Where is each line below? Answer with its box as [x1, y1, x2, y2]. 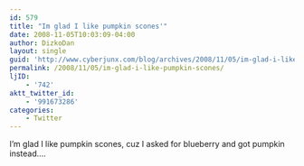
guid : [9, 55, 30, 64]
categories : [9, 106, 54, 115]
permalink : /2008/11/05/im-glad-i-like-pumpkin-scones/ [9, 64, 224, 73]
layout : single [9, 47, 67, 56]
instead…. [9, 148, 47, 159]
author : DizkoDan [9, 38, 75, 48]
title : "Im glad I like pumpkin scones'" [9, 22, 168, 31]
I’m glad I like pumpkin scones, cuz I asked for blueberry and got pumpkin [9, 139, 285, 150]
